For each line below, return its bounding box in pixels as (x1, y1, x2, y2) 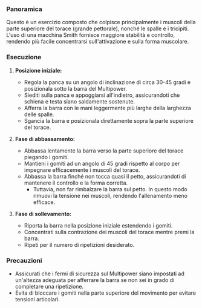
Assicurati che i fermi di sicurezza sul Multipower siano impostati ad (15, 270, 184, 277)
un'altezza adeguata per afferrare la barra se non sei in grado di (15, 276, 175, 283)
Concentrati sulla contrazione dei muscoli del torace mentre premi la (24, 228, 195, 235)
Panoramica (6, 5, 42, 13)
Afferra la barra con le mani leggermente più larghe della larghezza (24, 104, 192, 111)
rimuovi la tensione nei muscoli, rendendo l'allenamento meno (33, 192, 187, 199)
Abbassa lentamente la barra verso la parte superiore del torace (24, 147, 184, 154)
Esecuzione (6, 53, 42, 62)
